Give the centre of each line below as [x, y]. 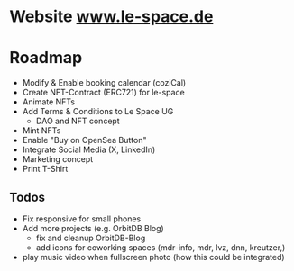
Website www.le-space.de [111, 17]
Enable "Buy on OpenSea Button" [84, 140]
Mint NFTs [41, 131]
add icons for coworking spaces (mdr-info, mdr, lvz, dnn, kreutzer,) [161, 247]
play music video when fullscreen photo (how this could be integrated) [154, 257]
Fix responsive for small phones [82, 219]
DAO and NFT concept [78, 121]
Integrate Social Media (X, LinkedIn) [89, 149]
